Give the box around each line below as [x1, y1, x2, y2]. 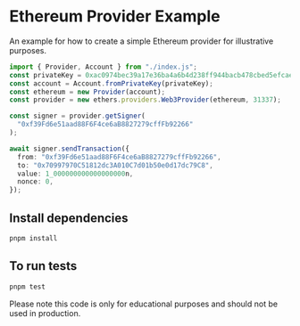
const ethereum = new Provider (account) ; [9, 87, 166, 96]
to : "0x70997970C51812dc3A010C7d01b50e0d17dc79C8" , [17, 160, 214, 170]
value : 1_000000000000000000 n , [17, 169, 134, 178]
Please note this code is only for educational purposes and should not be [9, 298, 279, 309]
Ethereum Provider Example [9, 6, 221, 27]
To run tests [9, 258, 78, 273]
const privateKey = [9, 70, 82, 79]
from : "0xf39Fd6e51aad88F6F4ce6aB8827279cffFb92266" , [17, 152, 221, 161]
